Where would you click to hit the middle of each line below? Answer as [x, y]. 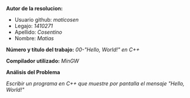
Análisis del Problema [33, 72]
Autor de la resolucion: [35, 8]
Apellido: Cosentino [38, 32]
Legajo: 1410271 [34, 26]
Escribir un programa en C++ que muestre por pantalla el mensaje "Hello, [95, 83]
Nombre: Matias [34, 38]
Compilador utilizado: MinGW [43, 61]
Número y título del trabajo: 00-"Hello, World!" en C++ [73, 50]
